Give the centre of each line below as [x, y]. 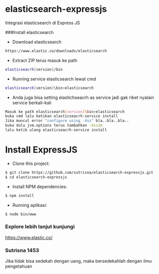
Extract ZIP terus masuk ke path [45, 60]
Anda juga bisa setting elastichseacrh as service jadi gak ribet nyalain [83, 97]
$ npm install [20, 196]
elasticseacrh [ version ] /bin [34, 69]
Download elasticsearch [37, 42]
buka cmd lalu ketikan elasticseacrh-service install [62, 116]
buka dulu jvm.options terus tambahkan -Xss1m [54, 125]
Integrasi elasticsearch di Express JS [43, 23]
